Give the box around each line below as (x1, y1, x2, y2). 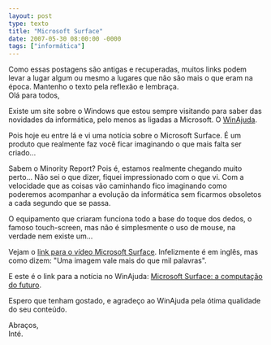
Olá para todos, (8, 90, 60, 100)
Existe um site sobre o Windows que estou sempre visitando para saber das (8, 107, 262, 116)
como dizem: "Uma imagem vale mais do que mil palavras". (8, 255, 207, 265)
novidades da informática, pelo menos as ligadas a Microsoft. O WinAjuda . (8, 115, 258, 124)
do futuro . (8, 280, 42, 290)
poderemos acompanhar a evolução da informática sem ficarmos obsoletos (8, 190, 262, 199)
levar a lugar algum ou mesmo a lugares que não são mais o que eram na (8, 73, 253, 83)
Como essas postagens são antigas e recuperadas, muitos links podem (8, 64, 247, 74)
